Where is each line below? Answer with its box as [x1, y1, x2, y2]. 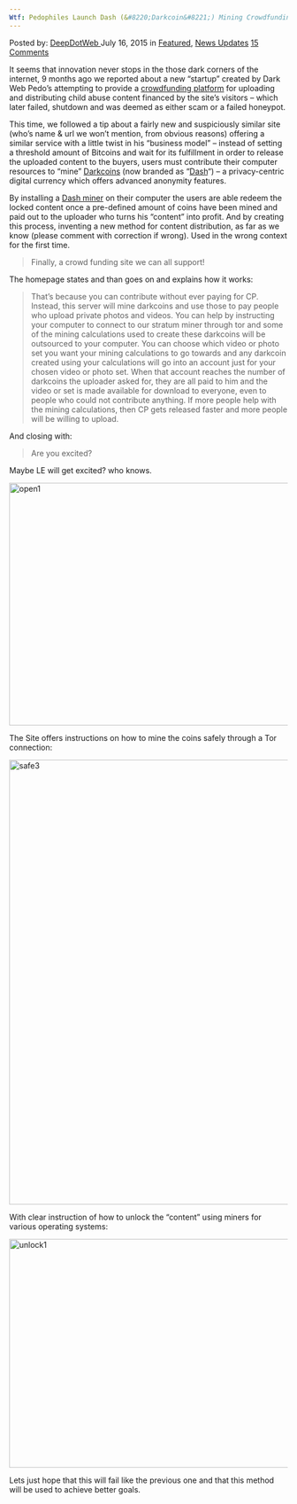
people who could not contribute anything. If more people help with [30, 394, 277, 405]
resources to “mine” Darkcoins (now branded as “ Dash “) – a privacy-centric [9, 166, 285, 176]
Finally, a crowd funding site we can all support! [30, 256, 205, 267]
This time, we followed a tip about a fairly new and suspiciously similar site [9, 119, 281, 129]
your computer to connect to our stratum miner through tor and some [30, 319, 284, 330]
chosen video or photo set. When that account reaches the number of [30, 366, 286, 377]
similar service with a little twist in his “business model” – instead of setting [9, 137, 283, 148]
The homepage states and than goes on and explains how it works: [9, 274, 254, 284]
